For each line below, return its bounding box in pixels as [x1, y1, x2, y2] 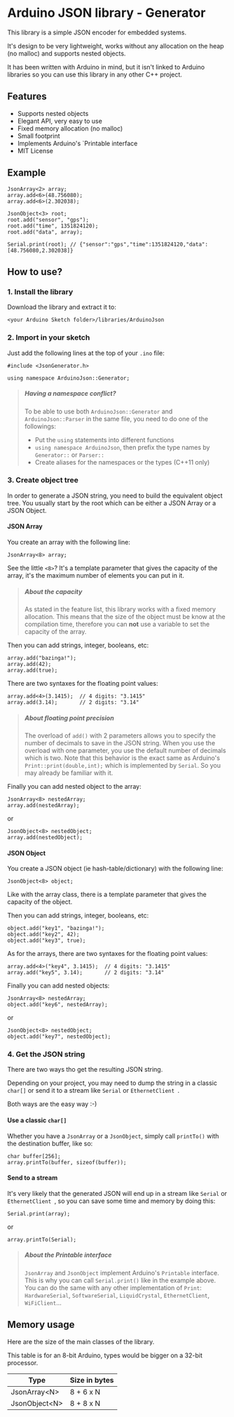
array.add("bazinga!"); [7, 654, 77, 661]
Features [7, 91, 47, 102]
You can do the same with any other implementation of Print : [24, 1283, 202, 1292]
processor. [7, 1358, 39, 1366]
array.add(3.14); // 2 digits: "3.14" [7, 698, 139, 706]
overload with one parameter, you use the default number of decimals [24, 746, 226, 754]
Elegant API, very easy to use [17, 117, 103, 125]
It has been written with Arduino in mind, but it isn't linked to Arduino [7, 62, 205, 71]
